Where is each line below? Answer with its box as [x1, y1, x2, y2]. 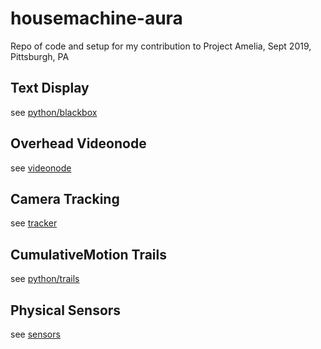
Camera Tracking [10, 190, 120, 207]
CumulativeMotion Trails [10, 246, 168, 263]
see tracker [10, 217, 58, 229]
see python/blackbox [10, 106, 98, 118]
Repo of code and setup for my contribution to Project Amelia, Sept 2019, [10, 40, 312, 52]
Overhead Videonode [10, 135, 147, 152]
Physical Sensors [10, 302, 122, 319]
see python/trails [10, 273, 80, 285]
